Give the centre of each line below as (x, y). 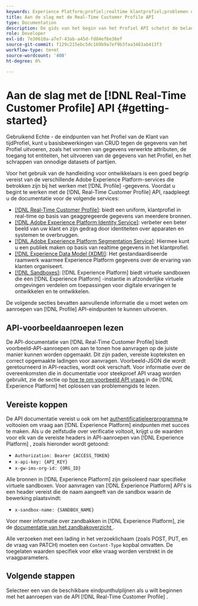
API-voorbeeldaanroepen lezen (65, 328)
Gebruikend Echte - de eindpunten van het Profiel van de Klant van (88, 137)
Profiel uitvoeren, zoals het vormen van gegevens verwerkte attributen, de (96, 149)
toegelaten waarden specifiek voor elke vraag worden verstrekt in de (90, 551)
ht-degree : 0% (24, 61)
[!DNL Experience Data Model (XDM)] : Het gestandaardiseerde (91, 254)
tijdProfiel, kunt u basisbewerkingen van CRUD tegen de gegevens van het (97, 143)
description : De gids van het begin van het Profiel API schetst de (92, 28)
